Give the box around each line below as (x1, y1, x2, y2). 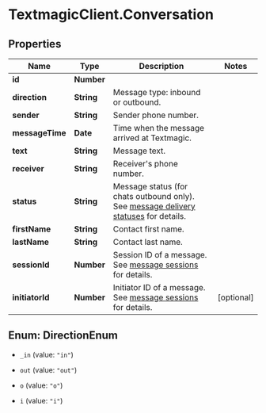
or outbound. (112, 97, 161, 108)
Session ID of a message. (112, 250, 207, 260)
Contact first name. (112, 224, 184, 235)
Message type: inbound (112, 87, 201, 98)
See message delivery (112, 201, 196, 212)
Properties (8, 37, 62, 51)
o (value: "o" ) (19, 380, 63, 390)
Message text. (112, 145, 166, 156)
